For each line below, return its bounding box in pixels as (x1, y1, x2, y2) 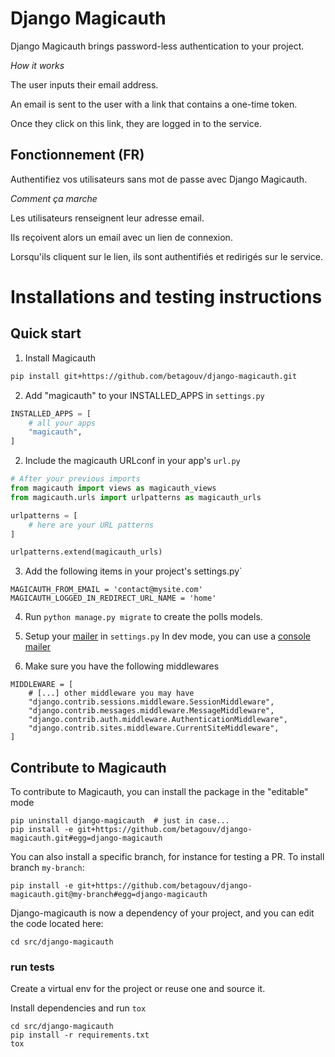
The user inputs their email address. (10, 78, 159, 91)
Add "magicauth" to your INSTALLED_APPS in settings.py (24, 389, 265, 401)
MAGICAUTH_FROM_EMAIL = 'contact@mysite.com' (10, 585, 203, 595)
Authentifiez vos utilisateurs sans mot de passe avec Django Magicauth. (10, 173, 308, 185)
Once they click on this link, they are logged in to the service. (10, 117, 262, 129)
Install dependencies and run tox (10, 1002, 147, 1014)
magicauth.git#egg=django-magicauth (10, 833, 163, 844)
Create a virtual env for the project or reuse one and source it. (10, 983, 266, 995)
